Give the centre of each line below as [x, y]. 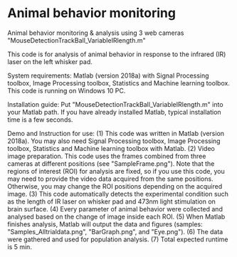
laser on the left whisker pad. [50, 61]
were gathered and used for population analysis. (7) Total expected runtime [118, 239]
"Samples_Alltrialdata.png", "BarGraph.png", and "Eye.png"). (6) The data [115, 231]
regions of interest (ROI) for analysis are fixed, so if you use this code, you [116, 171]
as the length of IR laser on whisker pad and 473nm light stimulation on [111, 201]
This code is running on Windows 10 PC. [67, 90]
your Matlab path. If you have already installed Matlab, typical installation [115, 112]
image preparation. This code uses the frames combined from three [107, 156]
